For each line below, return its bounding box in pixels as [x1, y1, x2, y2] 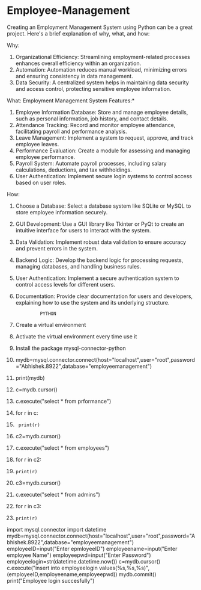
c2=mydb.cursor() [15, 432, 61, 439]
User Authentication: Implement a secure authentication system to [15, 275, 179, 282]
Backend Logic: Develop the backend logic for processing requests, [15, 256, 184, 264]
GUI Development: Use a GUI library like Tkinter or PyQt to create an [15, 220, 185, 228]
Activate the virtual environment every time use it [15, 332, 137, 340]
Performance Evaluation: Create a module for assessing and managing [15, 147, 191, 154]
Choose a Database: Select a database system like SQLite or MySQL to [15, 202, 191, 210]
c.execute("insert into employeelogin [7, 564, 98, 571]
